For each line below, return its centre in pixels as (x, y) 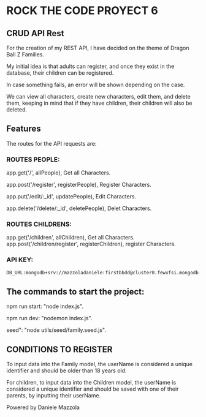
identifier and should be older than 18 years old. (67, 370)
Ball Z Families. (25, 54)
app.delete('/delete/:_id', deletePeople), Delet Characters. (79, 208)
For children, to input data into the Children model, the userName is (91, 383)
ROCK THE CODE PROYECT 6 (82, 11)
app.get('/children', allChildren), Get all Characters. (71, 238)
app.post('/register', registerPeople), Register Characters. (79, 185)
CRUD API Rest (35, 33)
